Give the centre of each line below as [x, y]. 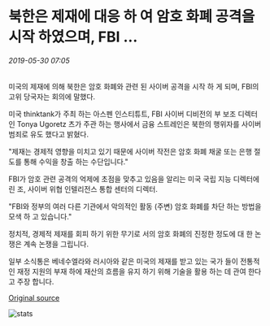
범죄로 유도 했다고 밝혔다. [49, 134]
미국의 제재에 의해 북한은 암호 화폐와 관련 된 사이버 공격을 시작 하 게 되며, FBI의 [134, 87]
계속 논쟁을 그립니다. [56, 244]
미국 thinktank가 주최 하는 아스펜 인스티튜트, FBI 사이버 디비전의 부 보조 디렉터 [133, 114]
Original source [34, 298]
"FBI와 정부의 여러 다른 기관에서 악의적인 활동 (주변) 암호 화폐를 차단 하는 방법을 [135, 206]
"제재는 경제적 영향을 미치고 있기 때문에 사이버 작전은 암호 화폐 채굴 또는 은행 [130, 152]
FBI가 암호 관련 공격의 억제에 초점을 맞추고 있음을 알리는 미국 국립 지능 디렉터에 [134, 179]
